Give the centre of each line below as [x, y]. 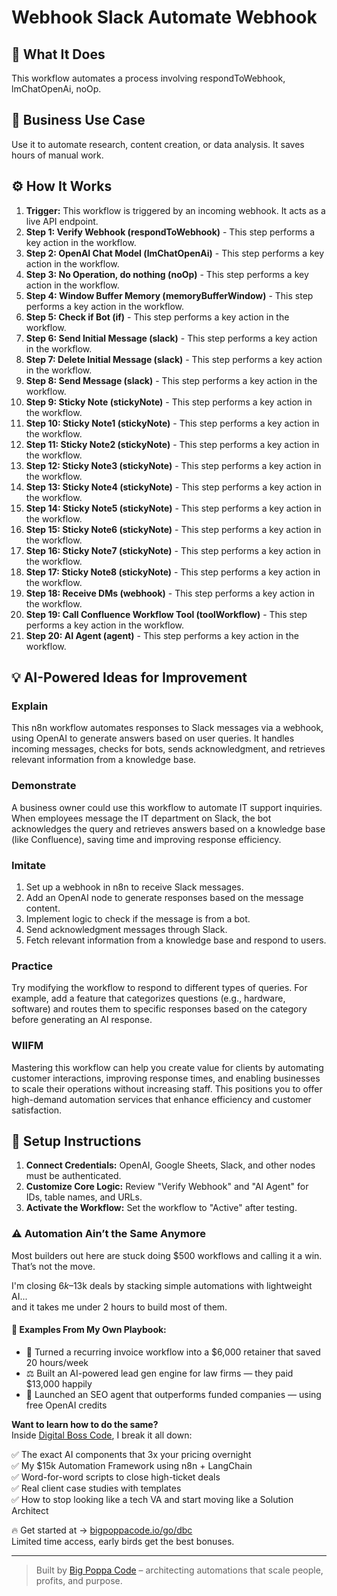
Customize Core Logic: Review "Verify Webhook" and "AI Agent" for [167, 1187]
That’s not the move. [53, 1266]
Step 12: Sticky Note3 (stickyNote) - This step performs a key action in [173, 465]
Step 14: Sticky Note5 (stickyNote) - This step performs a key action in [173, 508]
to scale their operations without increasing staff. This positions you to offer [167, 1088]
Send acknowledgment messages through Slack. [126, 929]
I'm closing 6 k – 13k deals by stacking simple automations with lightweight [162, 1285]
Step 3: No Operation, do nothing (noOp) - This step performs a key [167, 274]
